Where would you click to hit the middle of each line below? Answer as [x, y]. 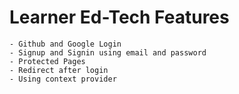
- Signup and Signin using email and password [108, 52]
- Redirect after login [59, 70]
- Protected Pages [47, 61]
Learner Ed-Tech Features [119, 17]
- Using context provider [63, 79]
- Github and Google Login [65, 44]
